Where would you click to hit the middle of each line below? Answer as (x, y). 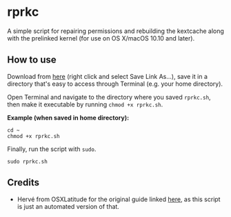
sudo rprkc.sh (28, 161)
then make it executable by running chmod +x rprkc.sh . (85, 104)
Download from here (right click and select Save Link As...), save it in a (108, 76)
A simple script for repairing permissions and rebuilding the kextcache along (115, 31)
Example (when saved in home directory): (68, 117)
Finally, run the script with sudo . (52, 149)
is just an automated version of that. (68, 206)
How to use (32, 60)
